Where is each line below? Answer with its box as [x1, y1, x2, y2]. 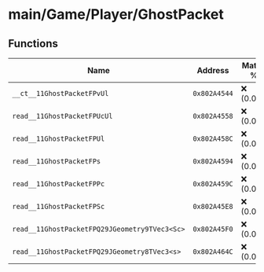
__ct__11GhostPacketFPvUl [12, 89, 109, 97]
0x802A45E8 [192, 202, 233, 211]
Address [196, 65, 229, 75]
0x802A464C [192, 248, 233, 256]
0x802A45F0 [192, 225, 233, 233]
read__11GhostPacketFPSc [12, 202, 105, 211]
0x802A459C [192, 179, 233, 188]
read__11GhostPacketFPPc [12, 179, 105, 188]
